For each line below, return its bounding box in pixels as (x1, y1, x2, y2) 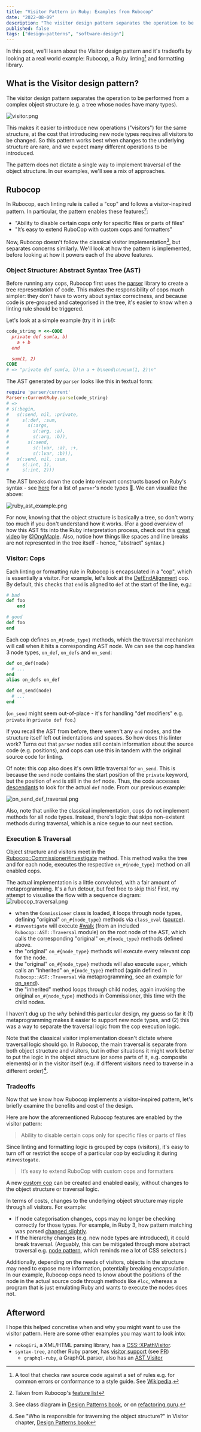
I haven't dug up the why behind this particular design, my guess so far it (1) (6, 1010, 193, 1017)
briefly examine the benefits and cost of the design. (6, 1102, 133, 1109)
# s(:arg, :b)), (6, 434, 68, 440)
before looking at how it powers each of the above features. (6, 251, 154, 258)
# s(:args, (6, 422, 50, 428)
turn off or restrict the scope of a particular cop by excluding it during (6, 1150, 178, 1157)
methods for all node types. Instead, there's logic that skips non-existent (6, 813, 185, 820)
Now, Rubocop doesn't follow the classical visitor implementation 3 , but (6, 238, 181, 245)
